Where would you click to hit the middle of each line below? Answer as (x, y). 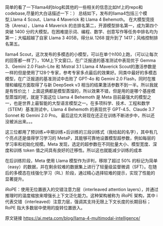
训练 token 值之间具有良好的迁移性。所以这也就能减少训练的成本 (78, 150)
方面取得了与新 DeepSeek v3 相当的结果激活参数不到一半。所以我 (88, 85)
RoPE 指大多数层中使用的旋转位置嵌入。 (45, 208)
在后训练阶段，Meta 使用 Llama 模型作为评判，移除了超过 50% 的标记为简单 (81, 161)
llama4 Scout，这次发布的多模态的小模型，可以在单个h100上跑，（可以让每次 (81, 54)
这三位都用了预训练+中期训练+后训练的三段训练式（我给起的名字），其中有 (79, 132)
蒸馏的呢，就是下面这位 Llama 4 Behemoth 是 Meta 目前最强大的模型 (78, 97)
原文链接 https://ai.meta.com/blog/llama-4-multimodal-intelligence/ (72, 218)
